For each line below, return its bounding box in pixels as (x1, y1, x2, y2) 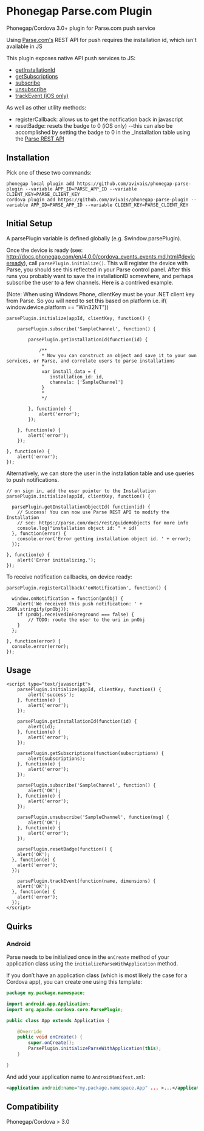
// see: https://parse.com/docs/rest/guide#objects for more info (17, 520, 189, 526)
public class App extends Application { (6, 1017, 110, 1023)
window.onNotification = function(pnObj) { (12, 595, 123, 602)
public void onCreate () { (17, 1034, 83, 1040)
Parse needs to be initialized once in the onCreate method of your (6, 953, 170, 961)
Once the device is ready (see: (6, 246, 83, 254)
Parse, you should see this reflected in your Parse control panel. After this (6, 266, 191, 273)
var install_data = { (41, 368, 97, 375)
